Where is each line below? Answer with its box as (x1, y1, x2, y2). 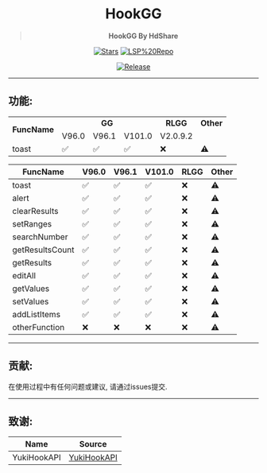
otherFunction (12, 321, 65, 332)
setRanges (12, 218, 52, 229)
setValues (12, 296, 49, 307)
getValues (12, 283, 50, 294)
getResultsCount (12, 244, 75, 255)
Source (79, 439, 107, 450)
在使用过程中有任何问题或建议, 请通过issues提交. (8, 382, 168, 391)
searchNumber (12, 231, 68, 242)
